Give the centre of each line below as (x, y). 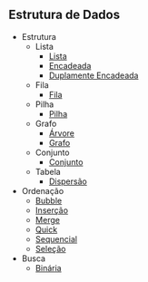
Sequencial (56, 238)
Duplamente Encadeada (94, 75)
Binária (48, 267)
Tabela (48, 171)
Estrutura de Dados (64, 15)
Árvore (61, 133)
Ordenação (43, 190)
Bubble (49, 200)
